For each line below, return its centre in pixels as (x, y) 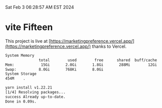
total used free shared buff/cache (98, 60)
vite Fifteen (29, 27)
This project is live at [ (28, 41)
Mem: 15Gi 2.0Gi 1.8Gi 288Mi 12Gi (81, 65)
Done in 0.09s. (21, 102)
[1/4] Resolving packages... (35, 92)
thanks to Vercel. (109, 46)
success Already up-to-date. (35, 97)
